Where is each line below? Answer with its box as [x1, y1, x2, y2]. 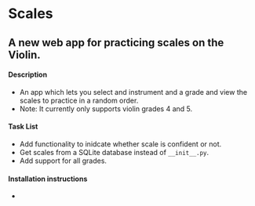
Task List [8, 122, 38, 132]
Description [8, 70, 48, 79]
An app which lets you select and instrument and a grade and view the [19, 87, 248, 96]
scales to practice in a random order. [19, 96, 139, 105]
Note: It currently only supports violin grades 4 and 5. [19, 103, 193, 114]
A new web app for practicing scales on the [8, 36, 224, 49]
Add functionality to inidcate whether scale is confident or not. [19, 139, 222, 149]
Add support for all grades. [19, 156, 107, 165]
